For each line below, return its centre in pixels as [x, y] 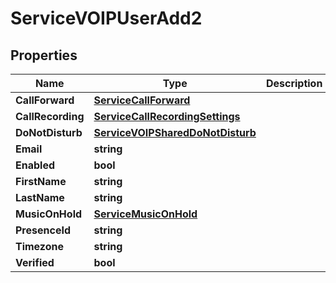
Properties [44, 55]
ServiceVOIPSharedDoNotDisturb [175, 132]
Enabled [35, 165]
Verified [35, 262]
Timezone [39, 246]
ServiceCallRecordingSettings [167, 116]
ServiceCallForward [142, 100]
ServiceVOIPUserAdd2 [106, 18]
